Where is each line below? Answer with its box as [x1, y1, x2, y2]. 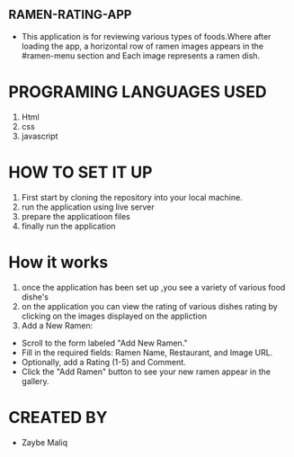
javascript [21, 130, 58, 141]
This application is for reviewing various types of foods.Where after [21, 31, 272, 41]
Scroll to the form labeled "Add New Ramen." [21, 337, 188, 348]
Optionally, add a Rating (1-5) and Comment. [21, 356, 186, 367]
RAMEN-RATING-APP [8, 7, 132, 22]
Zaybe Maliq [21, 436, 68, 448]
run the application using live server [21, 202, 155, 212]
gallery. [21, 375, 49, 386]
